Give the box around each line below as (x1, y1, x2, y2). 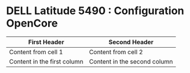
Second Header (108, 38, 154, 46)
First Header (28, 38, 64, 46)
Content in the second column (88, 57, 173, 65)
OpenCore (6, 16, 58, 30)
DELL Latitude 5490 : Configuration (6, 4, 185, 18)
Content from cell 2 (88, 48, 144, 56)
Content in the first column (9, 57, 84, 65)
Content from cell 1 (9, 48, 64, 56)
